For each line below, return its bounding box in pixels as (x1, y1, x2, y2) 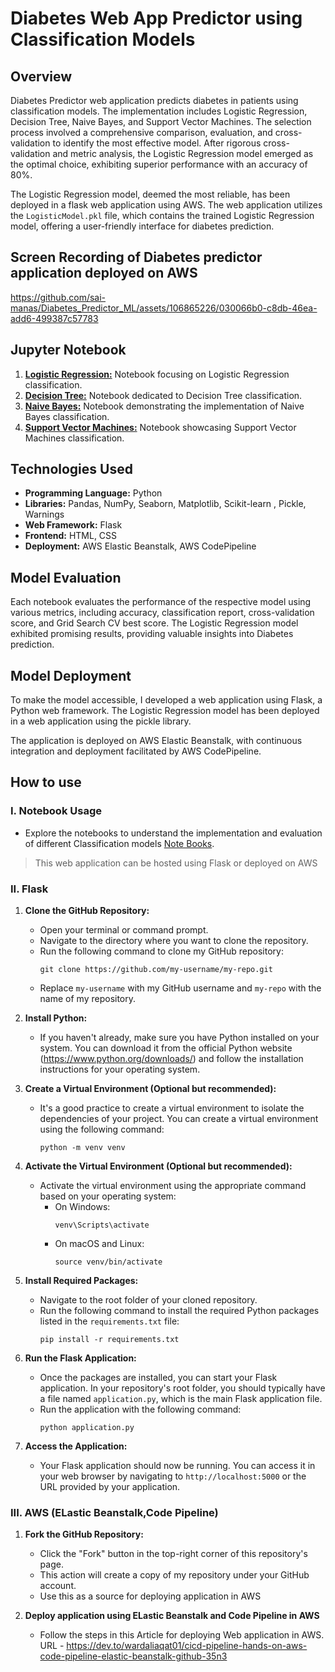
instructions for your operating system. (39, 1063, 201, 1076)
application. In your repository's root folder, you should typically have (39, 1382, 326, 1394)
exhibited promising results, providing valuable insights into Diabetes (10, 628, 294, 640)
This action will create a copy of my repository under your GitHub (39, 1569, 310, 1581)
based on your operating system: (39, 1190, 177, 1202)
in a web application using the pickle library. (10, 715, 192, 727)
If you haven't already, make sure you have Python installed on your (39, 1032, 320, 1044)
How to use (10, 774, 82, 791)
